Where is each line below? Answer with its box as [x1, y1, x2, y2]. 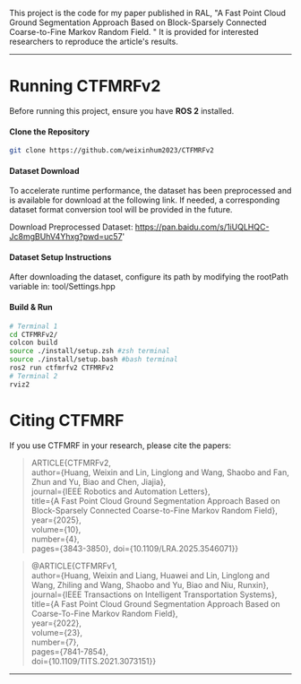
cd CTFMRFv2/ [9, 330, 58, 339]
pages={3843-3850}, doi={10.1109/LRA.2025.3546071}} [30, 542, 239, 554]
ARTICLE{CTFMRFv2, [30, 457, 112, 468]
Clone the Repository [9, 126, 90, 137]
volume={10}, [30, 524, 82, 534]
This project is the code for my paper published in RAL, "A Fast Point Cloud [9, 8, 287, 18]
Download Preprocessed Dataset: [9, 221, 133, 232]
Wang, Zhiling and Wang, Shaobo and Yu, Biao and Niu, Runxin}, [30, 579, 269, 590]
